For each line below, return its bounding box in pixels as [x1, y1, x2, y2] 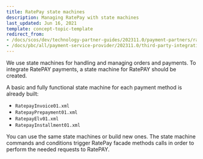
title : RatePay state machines [6, 8, 85, 15]
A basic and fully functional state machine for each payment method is [6, 83, 182, 91]
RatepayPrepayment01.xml [14, 109, 78, 115]
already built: [6, 90, 39, 97]
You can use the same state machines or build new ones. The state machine [6, 132, 196, 140]
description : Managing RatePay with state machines [6, 15, 139, 21]
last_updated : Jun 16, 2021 [6, 20, 77, 26]
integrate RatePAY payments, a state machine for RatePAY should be [6, 65, 176, 73]
